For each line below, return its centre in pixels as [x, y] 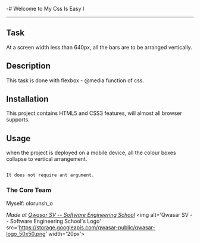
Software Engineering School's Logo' [55, 221]
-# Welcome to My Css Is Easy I [45, 9]
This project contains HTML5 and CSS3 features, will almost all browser [94, 113]
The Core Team [29, 190]
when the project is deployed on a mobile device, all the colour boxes [91, 153]
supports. [18, 120]
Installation [27, 99]
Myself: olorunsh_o [30, 203]
